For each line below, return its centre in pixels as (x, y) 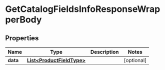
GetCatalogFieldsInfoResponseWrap (83, 9)
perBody (23, 20)
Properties (22, 38)
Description (104, 52)
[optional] (135, 60)
